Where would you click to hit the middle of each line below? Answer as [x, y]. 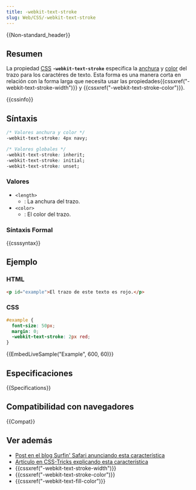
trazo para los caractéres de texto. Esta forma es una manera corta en [94, 75]
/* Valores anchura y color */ [46, 133]
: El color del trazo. [47, 214]
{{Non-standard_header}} [38, 35]
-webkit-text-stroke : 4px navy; [47, 138]
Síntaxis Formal [30, 230]
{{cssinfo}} [20, 99]
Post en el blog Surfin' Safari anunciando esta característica [90, 455]
